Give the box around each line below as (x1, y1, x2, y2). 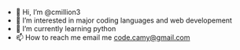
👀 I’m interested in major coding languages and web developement (15, 16, 232, 25)
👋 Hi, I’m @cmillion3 (15, 8, 81, 16)
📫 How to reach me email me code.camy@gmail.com (15, 33, 190, 42)
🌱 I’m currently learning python (15, 24, 116, 33)
